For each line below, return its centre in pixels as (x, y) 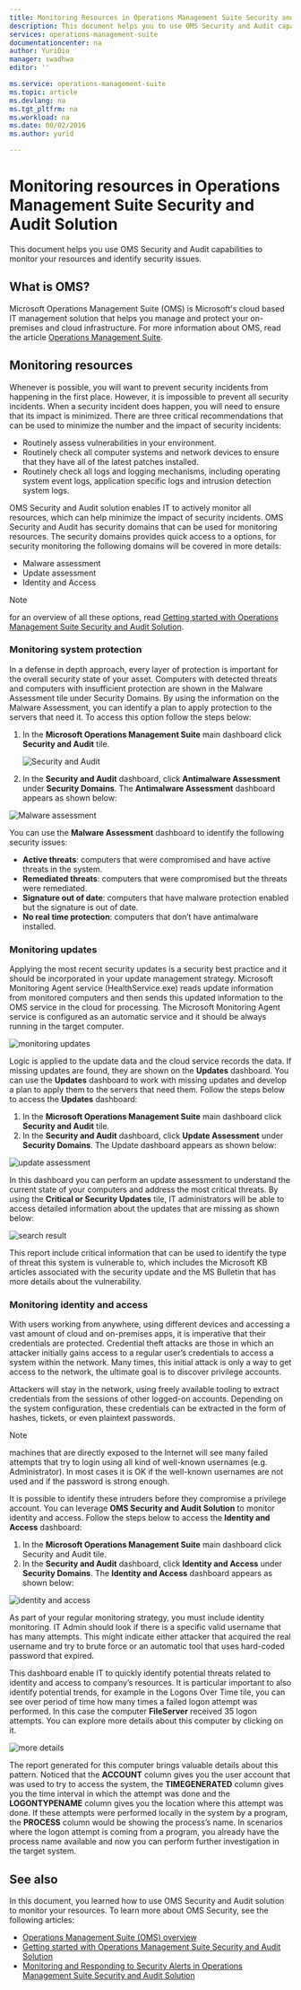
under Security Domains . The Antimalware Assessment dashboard (149, 788)
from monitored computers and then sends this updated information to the (146, 998)
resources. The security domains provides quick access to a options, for (143, 536)
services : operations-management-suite (84, 34)
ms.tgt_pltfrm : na (43, 109)
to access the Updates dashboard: (73, 1100)
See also (34, 1879)
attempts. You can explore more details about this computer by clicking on (146, 1721)
